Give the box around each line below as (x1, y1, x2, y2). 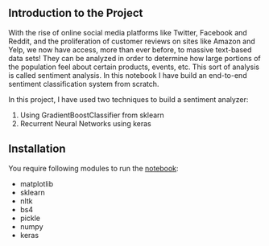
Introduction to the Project (8, 6, 143, 20)
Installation (8, 142, 66, 156)
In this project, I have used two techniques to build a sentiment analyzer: (8, 94, 249, 104)
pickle (19, 213, 40, 223)
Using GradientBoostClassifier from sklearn (19, 110, 165, 120)
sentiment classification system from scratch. (8, 79, 159, 88)
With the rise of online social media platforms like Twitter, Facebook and (8, 27, 247, 37)
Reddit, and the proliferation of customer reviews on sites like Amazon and (8, 36, 255, 46)
